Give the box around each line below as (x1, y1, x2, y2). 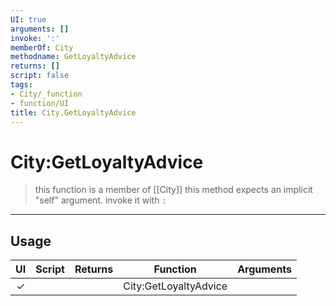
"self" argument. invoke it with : (34, 194, 167, 206)
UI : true (10, 14, 47, 25)
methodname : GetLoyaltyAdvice (10, 52, 137, 62)
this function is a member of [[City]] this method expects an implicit (34, 184, 313, 196)
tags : (10, 80, 33, 90)
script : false (10, 71, 70, 81)
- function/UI (10, 98, 70, 108)
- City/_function (10, 89, 83, 99)
